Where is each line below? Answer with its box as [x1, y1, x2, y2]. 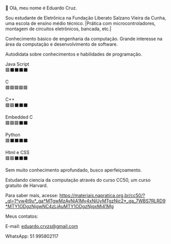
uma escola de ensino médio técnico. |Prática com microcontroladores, [5, 21, 156, 26]
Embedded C [5, 114, 33, 120]
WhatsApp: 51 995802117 [5, 233, 59, 239]
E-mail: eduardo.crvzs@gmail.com [5, 223, 78, 229]
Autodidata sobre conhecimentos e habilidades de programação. [5, 51, 142, 57]
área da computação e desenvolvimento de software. [5, 41, 118, 47]
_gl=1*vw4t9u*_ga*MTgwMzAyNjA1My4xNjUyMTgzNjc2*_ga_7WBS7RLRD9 [5, 198, 166, 204]
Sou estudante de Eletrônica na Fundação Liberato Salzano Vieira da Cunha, [5, 15, 166, 21]
